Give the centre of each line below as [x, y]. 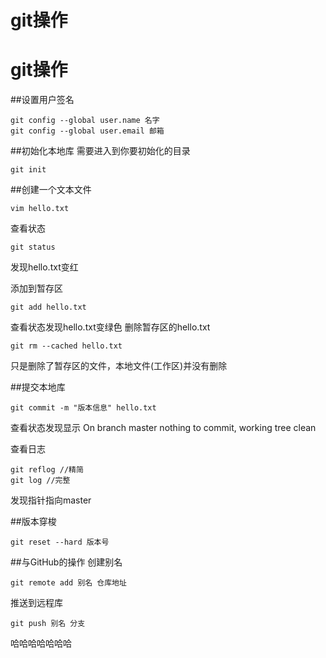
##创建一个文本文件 [51, 190]
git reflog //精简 [47, 470]
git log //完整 [40, 481]
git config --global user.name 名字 [85, 121]
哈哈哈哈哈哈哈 [41, 643]
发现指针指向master [51, 500]
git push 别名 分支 [48, 624]
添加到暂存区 [36, 288]
